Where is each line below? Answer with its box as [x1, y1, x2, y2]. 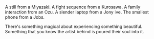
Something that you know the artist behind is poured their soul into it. [5, 29, 144, 34]
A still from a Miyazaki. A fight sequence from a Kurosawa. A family [5, 4, 141, 10]
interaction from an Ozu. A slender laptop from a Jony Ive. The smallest [5, 9, 149, 15]
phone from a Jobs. [5, 14, 45, 20]
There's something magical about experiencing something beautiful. [5, 24, 143, 29]
